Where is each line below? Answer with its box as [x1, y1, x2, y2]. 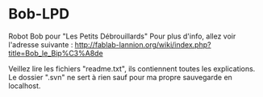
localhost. [8, 81, 41, 91]
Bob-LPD [8, 5, 70, 23]
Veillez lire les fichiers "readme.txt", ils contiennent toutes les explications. [8, 63, 256, 73]
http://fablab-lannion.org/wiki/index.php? [74, 39, 211, 49]
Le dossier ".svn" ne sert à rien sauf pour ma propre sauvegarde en [8, 72, 232, 82]
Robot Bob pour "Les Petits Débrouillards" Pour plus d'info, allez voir [8, 31, 236, 41]
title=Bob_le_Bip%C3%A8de [8, 48, 103, 58]
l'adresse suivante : [8, 39, 73, 49]
